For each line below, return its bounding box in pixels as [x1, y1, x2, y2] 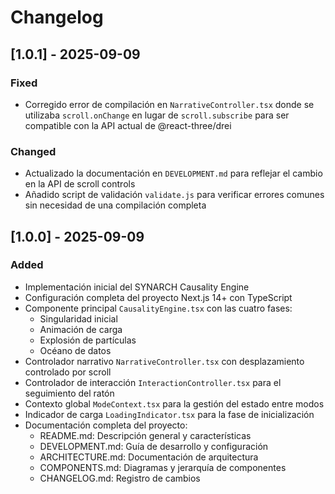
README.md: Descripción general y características [39, 429, 252, 441]
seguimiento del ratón [24, 387, 115, 399]
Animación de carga [39, 323, 123, 335]
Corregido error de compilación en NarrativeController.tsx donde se [24, 98, 315, 110]
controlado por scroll [24, 366, 112, 378]
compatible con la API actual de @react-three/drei [24, 119, 232, 131]
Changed [10, 144, 57, 158]
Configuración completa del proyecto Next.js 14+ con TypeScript [24, 291, 293, 303]
